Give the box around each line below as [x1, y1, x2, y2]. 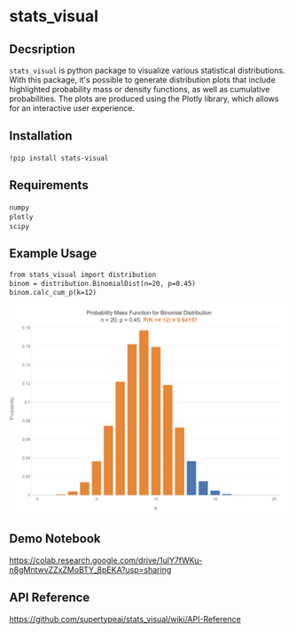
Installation [9, 129, 73, 144]
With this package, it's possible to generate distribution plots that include [9, 75, 277, 85]
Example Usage [9, 246, 97, 261]
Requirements [9, 178, 89, 193]
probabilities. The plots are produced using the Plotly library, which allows [9, 93, 279, 104]
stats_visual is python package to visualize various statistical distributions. [9, 65, 285, 75]
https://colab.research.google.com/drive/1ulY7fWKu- [9, 555, 203, 566]
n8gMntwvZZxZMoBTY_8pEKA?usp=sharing [9, 564, 172, 574]
